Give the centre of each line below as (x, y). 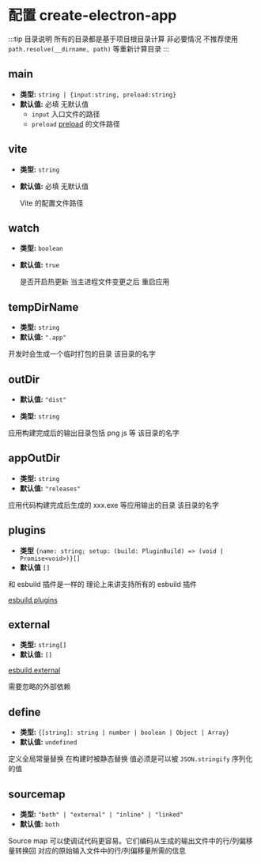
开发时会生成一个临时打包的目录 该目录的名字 (82, 354)
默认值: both (40, 824)
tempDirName (43, 307)
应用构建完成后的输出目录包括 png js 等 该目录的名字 (94, 433)
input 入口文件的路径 (66, 114)
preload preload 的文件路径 (76, 123)
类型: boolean (41, 248)
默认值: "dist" (43, 399)
